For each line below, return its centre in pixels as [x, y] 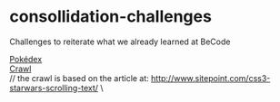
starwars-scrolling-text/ [54, 88]
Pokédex [26, 59]
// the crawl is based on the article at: [80, 78]
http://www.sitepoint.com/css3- [211, 78]
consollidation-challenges [110, 17]
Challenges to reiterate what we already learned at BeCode [120, 42]
